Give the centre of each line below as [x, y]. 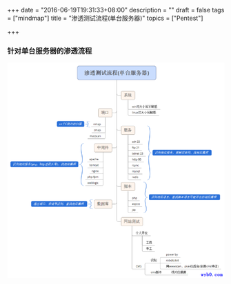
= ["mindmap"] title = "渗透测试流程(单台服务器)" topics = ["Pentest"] [105, 18]
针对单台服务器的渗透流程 [50, 51]
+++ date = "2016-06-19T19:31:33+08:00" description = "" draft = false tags [116, 10]
